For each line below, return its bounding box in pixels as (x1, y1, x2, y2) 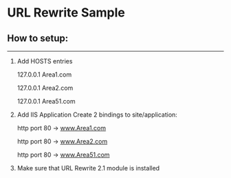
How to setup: (7, 32, 69, 44)
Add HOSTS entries (16, 57, 73, 65)
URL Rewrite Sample (7, 5, 125, 21)
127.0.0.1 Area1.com (16, 70, 72, 79)
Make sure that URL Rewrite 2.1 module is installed (16, 164, 160, 172)
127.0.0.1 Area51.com (16, 97, 76, 105)
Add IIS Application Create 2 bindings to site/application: (16, 110, 177, 119)
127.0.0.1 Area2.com (16, 84, 74, 92)
